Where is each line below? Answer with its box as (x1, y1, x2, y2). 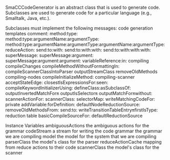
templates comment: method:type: (5, 31, 78, 36)
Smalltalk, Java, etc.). (5, 15, 51, 21)
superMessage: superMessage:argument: (5, 52, 94, 58)
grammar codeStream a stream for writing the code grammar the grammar (5, 128, 162, 134)
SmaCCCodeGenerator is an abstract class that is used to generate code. (5, 5, 160, 10)
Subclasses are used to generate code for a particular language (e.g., (5, 10, 152, 16)
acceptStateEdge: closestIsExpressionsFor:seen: (5, 79, 109, 85)
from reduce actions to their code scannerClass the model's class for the (5, 144, 160, 150)
